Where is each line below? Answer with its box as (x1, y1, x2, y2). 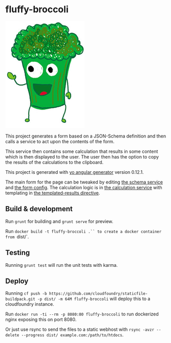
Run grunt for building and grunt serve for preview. (5, 218, 114, 224)
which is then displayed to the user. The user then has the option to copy (5, 153, 159, 159)
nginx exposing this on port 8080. (5, 316, 77, 323)
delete (5, 333, 19, 338)
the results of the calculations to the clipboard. (5, 159, 104, 165)
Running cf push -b (5, 290, 47, 296)
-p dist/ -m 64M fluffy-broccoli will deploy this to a (37, 295, 151, 302)
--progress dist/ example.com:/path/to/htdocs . (21, 332, 124, 338)
